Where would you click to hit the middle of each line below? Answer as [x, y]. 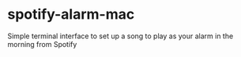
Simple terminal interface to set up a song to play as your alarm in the [120, 36]
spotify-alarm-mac [71, 14]
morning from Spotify [42, 44]
